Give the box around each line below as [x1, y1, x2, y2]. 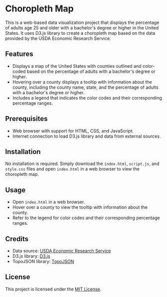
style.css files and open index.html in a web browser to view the [5, 166, 140, 172]
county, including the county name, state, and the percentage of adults [12, 84, 159, 90]
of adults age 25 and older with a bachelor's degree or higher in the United [5, 24, 159, 30]
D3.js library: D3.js [12, 253, 51, 259]
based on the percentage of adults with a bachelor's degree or [26, 68, 156, 74]
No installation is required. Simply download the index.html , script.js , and [5, 160, 160, 167]
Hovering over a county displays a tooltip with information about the [12, 79, 152, 85]
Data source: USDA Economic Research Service [12, 248, 111, 254]
